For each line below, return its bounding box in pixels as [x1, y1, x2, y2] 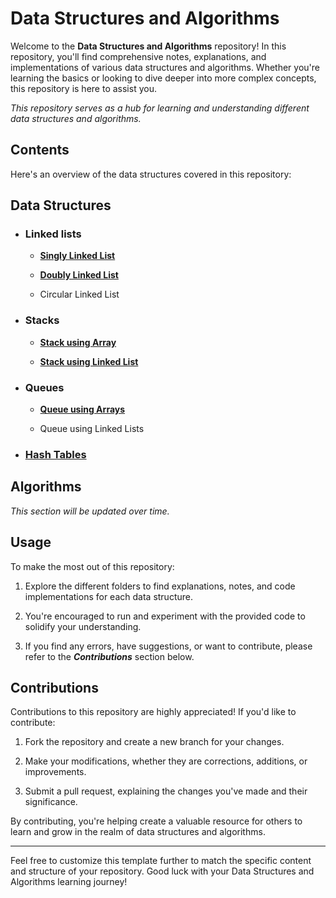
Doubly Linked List [39, 269, 119, 281]
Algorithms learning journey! [10, 876, 128, 888]
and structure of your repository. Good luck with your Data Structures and [10, 865, 315, 877]
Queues [24, 380, 65, 394]
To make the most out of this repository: [10, 560, 175, 572]
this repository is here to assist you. [10, 82, 157, 94]
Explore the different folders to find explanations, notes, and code [24, 580, 296, 592]
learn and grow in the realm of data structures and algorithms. [10, 826, 266, 838]
